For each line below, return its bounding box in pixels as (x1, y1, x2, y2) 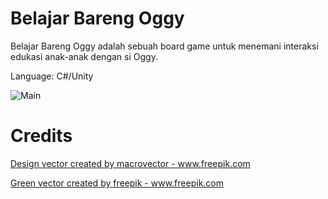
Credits (10, 125, 73, 147)
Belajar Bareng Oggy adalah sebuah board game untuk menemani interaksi (10, 40, 319, 52)
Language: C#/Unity (10, 70, 94, 82)
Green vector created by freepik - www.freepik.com (10, 177, 225, 189)
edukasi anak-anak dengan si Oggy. (10, 50, 158, 62)
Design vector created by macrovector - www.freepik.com (10, 157, 251, 169)
